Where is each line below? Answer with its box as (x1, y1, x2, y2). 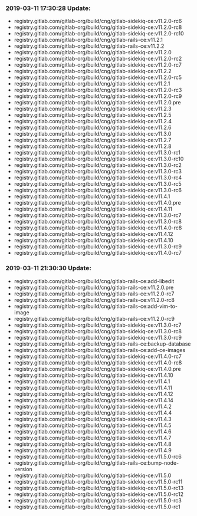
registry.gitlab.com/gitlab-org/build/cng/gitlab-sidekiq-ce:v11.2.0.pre (14, 99, 181, 106)
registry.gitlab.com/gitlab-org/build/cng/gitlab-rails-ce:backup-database (14, 340, 191, 347)
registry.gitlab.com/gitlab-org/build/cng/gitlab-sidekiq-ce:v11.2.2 (14, 68, 172, 75)
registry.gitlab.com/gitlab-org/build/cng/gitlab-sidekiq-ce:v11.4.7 (14, 434, 172, 441)
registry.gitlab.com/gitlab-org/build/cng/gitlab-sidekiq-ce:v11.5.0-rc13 (14, 484, 184, 491)
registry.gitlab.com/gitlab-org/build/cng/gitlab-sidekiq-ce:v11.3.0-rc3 (14, 168, 182, 175)
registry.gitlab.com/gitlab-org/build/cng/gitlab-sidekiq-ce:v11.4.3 (14, 415, 172, 422)
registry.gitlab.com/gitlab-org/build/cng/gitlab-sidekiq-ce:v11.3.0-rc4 (14, 174, 182, 181)
